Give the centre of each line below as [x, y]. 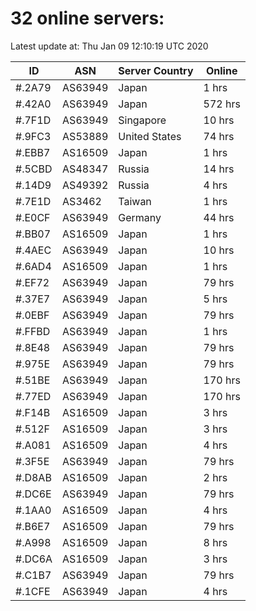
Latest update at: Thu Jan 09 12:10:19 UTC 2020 [109, 46]
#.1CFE [33, 591]
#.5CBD [34, 169]
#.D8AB [33, 477]
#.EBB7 [33, 152]
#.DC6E [33, 494]
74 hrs [219, 136]
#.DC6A [34, 559]
